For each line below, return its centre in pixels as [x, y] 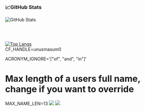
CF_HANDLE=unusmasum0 [33, 49]
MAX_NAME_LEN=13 [27, 104]
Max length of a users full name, [73, 79]
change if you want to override [70, 89]
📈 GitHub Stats [24, 7]
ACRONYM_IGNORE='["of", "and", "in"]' [46, 59]
